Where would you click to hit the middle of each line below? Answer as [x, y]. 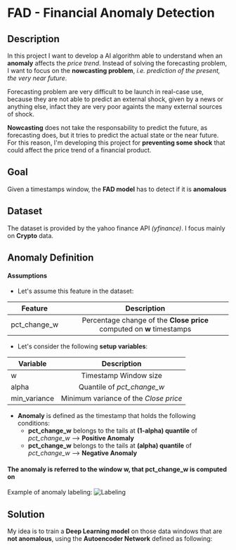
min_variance [33, 398]
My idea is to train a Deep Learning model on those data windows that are [115, 531]
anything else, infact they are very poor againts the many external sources [115, 106]
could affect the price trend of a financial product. [79, 150]
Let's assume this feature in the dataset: [76, 291]
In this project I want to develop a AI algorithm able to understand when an [115, 55]
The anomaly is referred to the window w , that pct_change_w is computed [117, 469]
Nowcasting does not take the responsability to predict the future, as [107, 127]
